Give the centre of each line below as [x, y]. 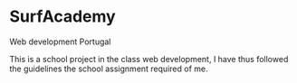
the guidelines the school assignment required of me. [109, 69]
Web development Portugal [60, 41]
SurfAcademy [62, 17]
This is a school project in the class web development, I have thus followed [149, 59]
